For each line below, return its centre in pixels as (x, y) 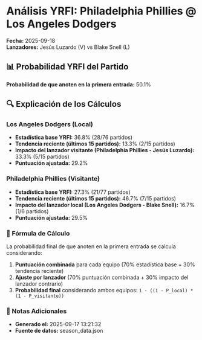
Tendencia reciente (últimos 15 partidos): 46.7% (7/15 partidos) (96, 198)
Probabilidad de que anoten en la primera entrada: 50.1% (79, 84)
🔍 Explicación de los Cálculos (64, 104)
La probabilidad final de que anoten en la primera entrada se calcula (91, 246)
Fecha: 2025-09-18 (31, 40)
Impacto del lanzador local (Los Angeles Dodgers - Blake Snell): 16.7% (105, 205)
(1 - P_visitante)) (40, 296)
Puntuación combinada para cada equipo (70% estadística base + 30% (105, 265)
